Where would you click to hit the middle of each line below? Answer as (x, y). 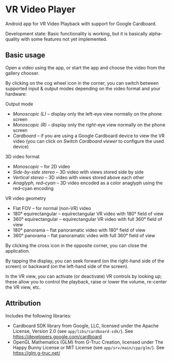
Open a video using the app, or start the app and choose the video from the (85, 67)
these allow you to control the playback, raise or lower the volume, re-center (86, 281)
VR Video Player (41, 9)
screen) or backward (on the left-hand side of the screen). (67, 266)
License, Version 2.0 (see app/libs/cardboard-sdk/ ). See (73, 331)
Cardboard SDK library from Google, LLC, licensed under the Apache (86, 326)
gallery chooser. (22, 73)
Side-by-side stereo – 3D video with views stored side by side (78, 172)
